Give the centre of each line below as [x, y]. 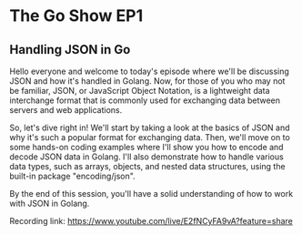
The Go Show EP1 [76, 16]
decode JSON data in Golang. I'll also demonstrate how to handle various [146, 157]
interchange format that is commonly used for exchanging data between [145, 100]
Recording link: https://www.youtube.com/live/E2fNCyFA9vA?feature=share [151, 221]
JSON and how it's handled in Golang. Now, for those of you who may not [147, 81]
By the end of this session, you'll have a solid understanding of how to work [151, 194]
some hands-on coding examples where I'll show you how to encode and [146, 147]
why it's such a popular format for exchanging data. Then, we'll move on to [150, 137]
